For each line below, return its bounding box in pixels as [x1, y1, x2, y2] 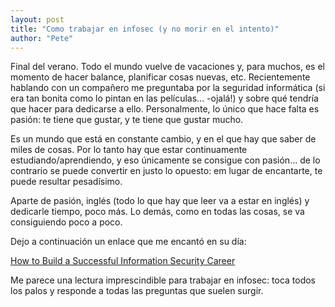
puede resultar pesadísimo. [10, 176, 123, 188]
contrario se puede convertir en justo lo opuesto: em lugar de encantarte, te [10, 165, 323, 177]
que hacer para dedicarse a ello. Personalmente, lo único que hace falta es [10, 103, 320, 115]
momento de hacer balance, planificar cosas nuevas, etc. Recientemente [10, 71, 311, 83]
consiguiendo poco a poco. [10, 216, 123, 228]
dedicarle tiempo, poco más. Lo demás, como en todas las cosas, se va [10, 206, 305, 218]
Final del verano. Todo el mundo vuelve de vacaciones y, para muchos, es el [10, 61, 325, 73]
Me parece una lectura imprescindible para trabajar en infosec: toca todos [10, 274, 317, 286]
